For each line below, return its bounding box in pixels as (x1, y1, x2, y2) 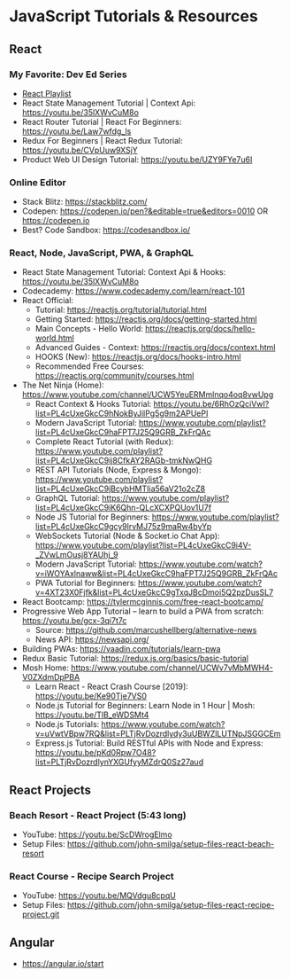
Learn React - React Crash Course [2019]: (34, 681, 188, 692)
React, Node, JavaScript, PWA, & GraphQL (9, 246, 195, 259)
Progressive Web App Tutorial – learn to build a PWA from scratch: (21, 606, 263, 617)
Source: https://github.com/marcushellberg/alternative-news (34, 625, 257, 636)
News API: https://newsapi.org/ (34, 634, 149, 645)
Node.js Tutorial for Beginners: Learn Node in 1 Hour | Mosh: (34, 700, 256, 711)
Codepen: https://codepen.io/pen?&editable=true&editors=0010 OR (21, 206, 268, 216)
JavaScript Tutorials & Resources (9, 6, 258, 27)
